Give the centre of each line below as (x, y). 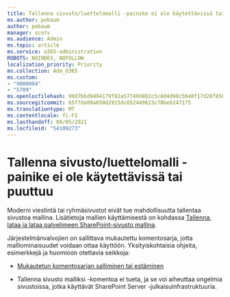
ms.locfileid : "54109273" (44, 128)
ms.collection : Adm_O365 (42, 71)
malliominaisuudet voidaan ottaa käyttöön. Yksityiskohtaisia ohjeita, (102, 246)
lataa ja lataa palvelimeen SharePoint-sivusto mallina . (82, 225)
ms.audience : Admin (35, 39)
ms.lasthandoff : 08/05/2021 (47, 122)
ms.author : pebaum (33, 20)
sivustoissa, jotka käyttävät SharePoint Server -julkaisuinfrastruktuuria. (117, 287)
